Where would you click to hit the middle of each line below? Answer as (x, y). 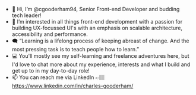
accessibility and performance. (50, 34)
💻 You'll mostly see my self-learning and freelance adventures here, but (100, 56)
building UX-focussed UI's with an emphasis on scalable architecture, (97, 28)
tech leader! (26, 15)
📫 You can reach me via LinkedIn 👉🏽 (58, 77)
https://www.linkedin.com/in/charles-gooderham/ (72, 86)
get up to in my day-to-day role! (51, 71)
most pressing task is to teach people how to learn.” (75, 49)
